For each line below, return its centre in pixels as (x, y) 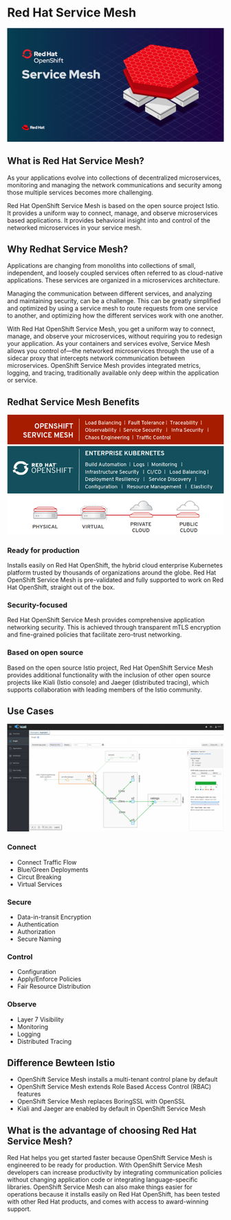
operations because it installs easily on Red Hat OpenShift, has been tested (113, 1195)
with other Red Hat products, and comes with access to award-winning (108, 1202)
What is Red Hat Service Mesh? (76, 161)
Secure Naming (39, 939)
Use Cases (31, 711)
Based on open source (45, 652)
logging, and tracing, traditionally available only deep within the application (113, 373)
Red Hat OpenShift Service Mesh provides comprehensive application (106, 620)
